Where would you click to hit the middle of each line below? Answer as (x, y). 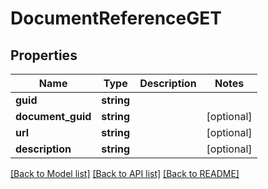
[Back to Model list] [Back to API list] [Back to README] (125, 173)
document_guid (53, 116)
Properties (44, 55)
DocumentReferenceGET (116, 18)
